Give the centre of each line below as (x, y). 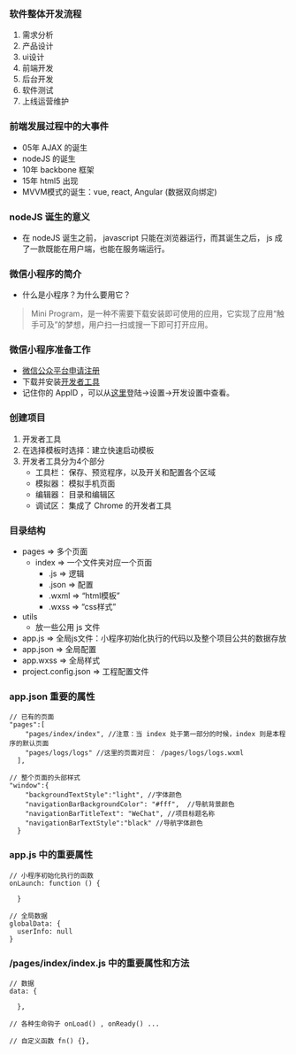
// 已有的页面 (32, 717)
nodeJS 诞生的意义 (50, 217)
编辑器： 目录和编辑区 (75, 494)
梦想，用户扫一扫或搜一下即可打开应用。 (139, 325)
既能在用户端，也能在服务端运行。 (107, 249)
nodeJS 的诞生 (49, 158)
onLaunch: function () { (55, 883)
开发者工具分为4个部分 (63, 461)
